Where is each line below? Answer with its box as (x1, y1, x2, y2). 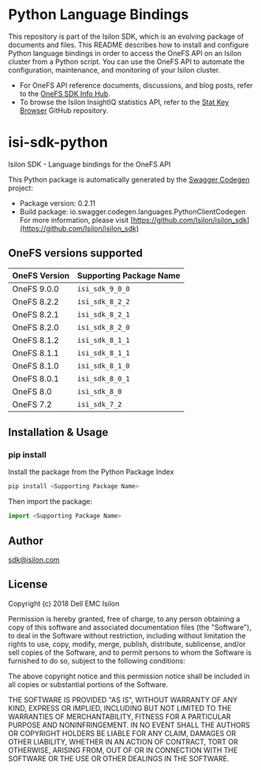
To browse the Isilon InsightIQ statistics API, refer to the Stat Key (19, 97, 229, 107)
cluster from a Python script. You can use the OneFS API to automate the (8, 57, 245, 66)
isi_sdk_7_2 (77, 400, 122, 408)
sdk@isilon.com (8, 554, 61, 564)
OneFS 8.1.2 (12, 334, 59, 345)
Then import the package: (8, 497, 93, 506)
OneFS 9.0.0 (12, 283, 59, 294)
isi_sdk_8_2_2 (77, 297, 130, 306)
